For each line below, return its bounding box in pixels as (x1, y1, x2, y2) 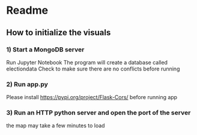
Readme (6, 4, 49, 17)
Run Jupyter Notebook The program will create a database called (6, 59, 168, 66)
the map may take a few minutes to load (6, 122, 105, 129)
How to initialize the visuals (6, 27, 111, 38)
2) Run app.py (6, 80, 48, 88)
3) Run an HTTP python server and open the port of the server (6, 109, 191, 117)
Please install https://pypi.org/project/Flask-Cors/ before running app (6, 94, 178, 101)
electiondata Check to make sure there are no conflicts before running (6, 65, 180, 72)
